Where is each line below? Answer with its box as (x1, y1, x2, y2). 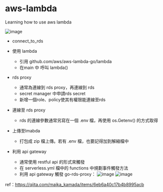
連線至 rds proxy (12, 107, 45, 113)
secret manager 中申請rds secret (19, 90, 86, 96)
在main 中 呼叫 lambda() (19, 64, 68, 70)
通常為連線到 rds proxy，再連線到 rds (19, 84, 95, 90)
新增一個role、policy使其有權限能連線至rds (19, 96, 106, 103)
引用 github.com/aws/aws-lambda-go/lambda (19, 58, 112, 64)
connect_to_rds (12, 38, 43, 44)
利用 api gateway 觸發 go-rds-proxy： (19, 171, 96, 177)
